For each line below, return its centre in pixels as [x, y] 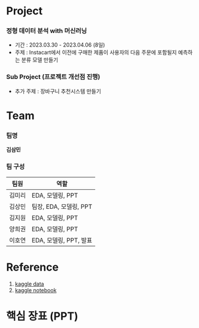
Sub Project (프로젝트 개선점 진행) [53, 77]
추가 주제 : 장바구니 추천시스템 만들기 [58, 91]
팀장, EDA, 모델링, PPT [62, 206]
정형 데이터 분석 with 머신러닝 [47, 31]
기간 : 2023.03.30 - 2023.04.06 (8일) [60, 45]
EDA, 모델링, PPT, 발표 [62, 240]
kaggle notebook [36, 290]
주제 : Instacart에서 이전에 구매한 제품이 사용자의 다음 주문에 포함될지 [96, 53]
